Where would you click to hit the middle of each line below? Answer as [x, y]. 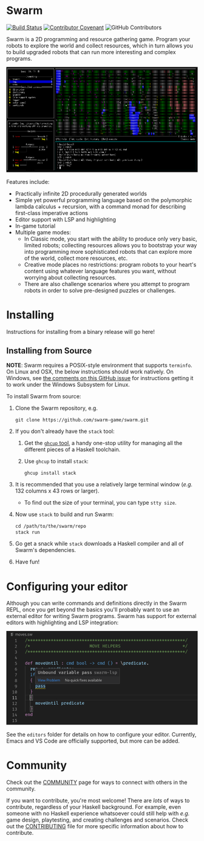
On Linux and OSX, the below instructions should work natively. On [90, 372]
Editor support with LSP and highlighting [66, 219]
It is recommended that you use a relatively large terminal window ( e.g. [104, 485]
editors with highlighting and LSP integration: [63, 622]
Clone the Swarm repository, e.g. [56, 408]
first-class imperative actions [51, 213]
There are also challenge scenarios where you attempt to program [107, 284]
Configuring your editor [67, 586]
